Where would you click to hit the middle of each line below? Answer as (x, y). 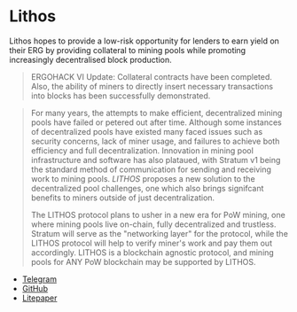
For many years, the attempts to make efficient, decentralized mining (156, 113)
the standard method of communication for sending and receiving (151, 169)
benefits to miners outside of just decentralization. (123, 198)
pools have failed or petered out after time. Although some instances (156, 122)
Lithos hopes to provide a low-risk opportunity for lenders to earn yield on (144, 41)
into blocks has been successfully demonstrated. (121, 96)
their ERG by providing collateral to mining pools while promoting (128, 50)
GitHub (35, 288)
